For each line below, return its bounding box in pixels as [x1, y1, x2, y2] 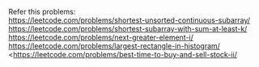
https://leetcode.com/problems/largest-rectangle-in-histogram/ [8, 41, 221, 51]
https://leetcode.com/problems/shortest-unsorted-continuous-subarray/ [8, 15, 251, 25]
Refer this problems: [8, 7, 76, 16]
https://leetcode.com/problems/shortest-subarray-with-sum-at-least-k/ [8, 24, 248, 33]
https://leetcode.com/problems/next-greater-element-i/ [8, 32, 194, 42]
